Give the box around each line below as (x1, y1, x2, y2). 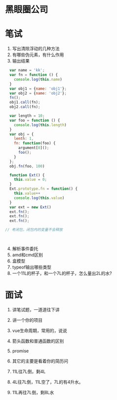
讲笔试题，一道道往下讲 (12, 306, 60, 312)
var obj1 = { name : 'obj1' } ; (9, 86, 67, 91)
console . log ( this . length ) (14, 122, 67, 128)
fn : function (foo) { (14, 141, 56, 146)
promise (12, 348, 29, 354)
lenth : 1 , (14, 136, 34, 141)
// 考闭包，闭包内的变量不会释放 (5, 227, 63, 233)
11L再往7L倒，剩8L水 (12, 389, 54, 395)
